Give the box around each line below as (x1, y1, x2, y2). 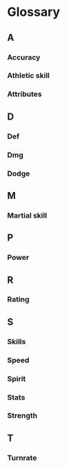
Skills (7, 337, 26, 346)
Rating (7, 294, 30, 304)
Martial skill (7, 210, 47, 220)
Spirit (7, 374, 26, 384)
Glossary (7, 4, 61, 20)
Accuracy (7, 53, 41, 62)
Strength (7, 411, 38, 420)
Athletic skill (7, 71, 50, 80)
